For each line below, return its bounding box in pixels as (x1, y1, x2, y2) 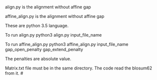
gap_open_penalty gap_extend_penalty (5, 47, 83, 52)
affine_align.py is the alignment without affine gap (5, 13, 105, 19)
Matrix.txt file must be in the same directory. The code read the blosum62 (5, 65, 153, 71)
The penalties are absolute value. (5, 56, 72, 62)
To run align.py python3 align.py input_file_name (5, 32, 102, 38)
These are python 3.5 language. (5, 23, 69, 28)
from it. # (5, 70, 23, 76)
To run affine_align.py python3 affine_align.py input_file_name (5, 41, 128, 47)
